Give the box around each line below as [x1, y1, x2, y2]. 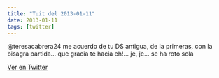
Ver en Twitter [7, 63, 48, 72]
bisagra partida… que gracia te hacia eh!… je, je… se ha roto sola [7, 49, 194, 58]
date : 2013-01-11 [7, 17, 58, 24]
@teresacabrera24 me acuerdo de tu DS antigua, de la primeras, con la [7, 42, 213, 51]
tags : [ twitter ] [7, 23, 55, 30]
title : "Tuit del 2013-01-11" [7, 10, 96, 17]
